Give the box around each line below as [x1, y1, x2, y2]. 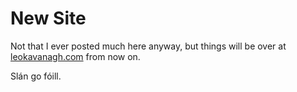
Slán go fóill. [10, 70, 62, 82]
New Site [10, 7, 87, 30]
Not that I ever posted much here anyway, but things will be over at [10, 40, 287, 52]
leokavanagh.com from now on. [10, 50, 141, 62]
